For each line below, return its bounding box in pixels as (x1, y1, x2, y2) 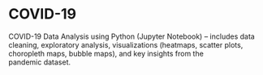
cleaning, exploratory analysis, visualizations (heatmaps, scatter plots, (8, 40, 244, 49)
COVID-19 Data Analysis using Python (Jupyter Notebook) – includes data (8, 31, 256, 41)
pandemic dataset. (8, 57, 71, 67)
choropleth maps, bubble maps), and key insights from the (8, 48, 205, 58)
